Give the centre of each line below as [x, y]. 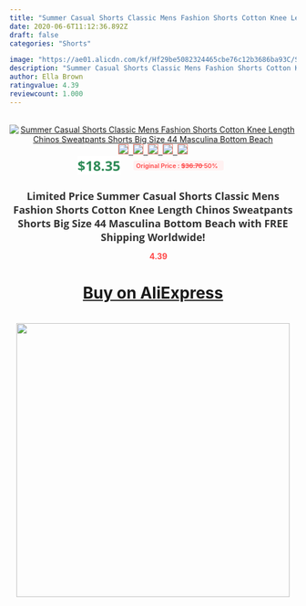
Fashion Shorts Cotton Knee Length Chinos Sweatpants [153, 209]
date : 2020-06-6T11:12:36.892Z [69, 26]
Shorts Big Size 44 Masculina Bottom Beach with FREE [153, 223]
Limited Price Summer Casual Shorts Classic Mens [153, 196]
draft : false [34, 35]
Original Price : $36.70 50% [177, 165]
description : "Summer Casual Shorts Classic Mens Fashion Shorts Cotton [150, 68]
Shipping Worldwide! [153, 237]
